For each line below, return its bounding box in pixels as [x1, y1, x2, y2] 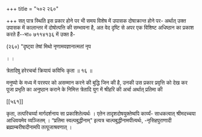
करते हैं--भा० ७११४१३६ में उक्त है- [6, 31, 75, 38]
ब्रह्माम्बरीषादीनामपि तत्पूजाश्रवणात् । [6, 124, 72, 130]
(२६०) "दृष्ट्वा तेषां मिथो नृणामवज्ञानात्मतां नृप [6, 43, 92, 50]
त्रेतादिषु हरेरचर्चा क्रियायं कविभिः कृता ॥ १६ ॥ [6, 67, 92, 74]
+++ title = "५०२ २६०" [6, 5, 59, 12]
